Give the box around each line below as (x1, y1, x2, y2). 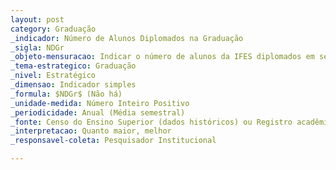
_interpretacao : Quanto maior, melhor (10, 126, 172, 136)
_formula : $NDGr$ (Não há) (10, 89, 123, 99)
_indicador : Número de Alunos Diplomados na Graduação (10, 33, 244, 43)
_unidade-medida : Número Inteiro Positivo (10, 98, 190, 108)
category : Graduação (10, 24, 97, 34)
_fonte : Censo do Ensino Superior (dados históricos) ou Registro (10, 117, 293, 127)
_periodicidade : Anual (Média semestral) (10, 107, 186, 118)
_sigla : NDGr (10, 42, 65, 53)
